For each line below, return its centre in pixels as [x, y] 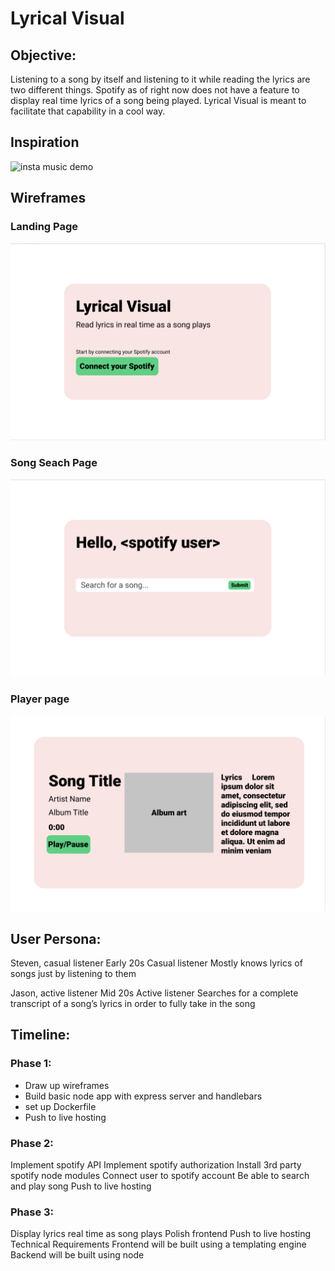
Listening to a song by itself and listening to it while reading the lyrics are [160, 79]
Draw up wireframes [67, 1085]
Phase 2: [32, 1143]
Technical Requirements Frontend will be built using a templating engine [158, 1244]
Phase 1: [31, 1064]
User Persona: [56, 938]
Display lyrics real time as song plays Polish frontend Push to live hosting [161, 1234]
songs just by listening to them [73, 973]
